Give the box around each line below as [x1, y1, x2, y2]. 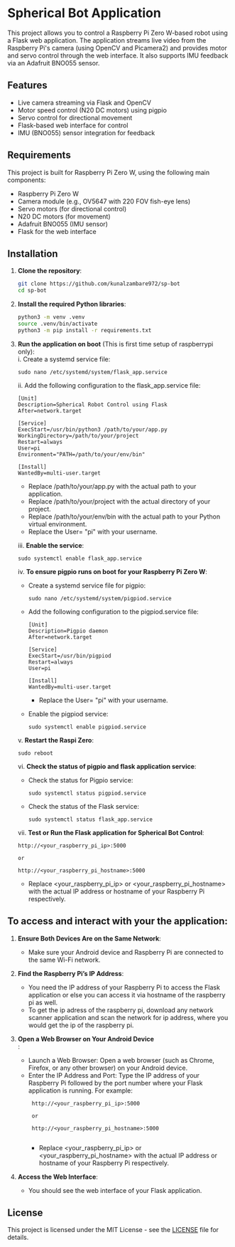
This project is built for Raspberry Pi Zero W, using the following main [7, 168, 210, 176]
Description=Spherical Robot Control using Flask [17, 400, 168, 408]
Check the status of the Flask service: [28, 802, 140, 810]
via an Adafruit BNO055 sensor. [7, 58, 100, 67]
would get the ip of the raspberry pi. [28, 1021, 134, 1029]
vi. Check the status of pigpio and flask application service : [17, 762, 197, 770]
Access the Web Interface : [17, 1172, 98, 1181]
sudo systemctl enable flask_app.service [17, 555, 142, 562]
